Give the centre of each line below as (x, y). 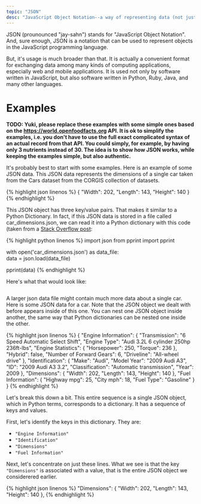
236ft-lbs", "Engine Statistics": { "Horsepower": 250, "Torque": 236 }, (92, 348)
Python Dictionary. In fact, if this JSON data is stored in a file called (89, 216)
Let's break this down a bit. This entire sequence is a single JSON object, (96, 398)
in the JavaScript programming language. (57, 47)
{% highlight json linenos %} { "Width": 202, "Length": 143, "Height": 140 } (98, 192)
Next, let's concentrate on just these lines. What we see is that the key (93, 464)
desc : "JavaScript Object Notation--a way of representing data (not (95, 17)
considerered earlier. (32, 477)
